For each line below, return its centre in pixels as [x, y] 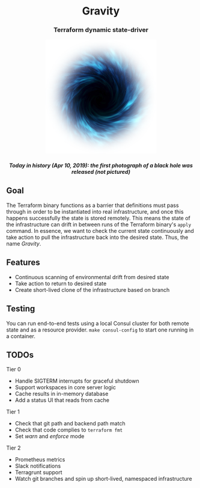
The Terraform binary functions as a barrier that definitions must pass [92, 205]
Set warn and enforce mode [50, 436]
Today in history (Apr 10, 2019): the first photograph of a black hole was [101, 165]
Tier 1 [13, 412]
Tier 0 [14, 369]
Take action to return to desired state [61, 283]
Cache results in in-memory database [62, 394]
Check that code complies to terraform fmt [69, 430]
